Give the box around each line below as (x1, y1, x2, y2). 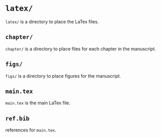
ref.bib (5, 115, 30, 122)
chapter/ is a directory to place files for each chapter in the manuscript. (5, 45, 156, 52)
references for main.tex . (5, 127, 56, 133)
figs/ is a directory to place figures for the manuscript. (5, 73, 121, 79)
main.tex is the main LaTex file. (5, 100, 71, 106)
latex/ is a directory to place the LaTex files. (5, 18, 99, 25)
